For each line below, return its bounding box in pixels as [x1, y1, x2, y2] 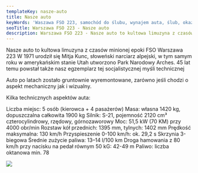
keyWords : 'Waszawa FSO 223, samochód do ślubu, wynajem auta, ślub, [6, 19, 181, 25]
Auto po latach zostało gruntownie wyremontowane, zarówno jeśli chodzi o [6, 77, 189, 84]
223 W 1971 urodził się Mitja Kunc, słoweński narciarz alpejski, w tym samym [6, 53, 192, 60]
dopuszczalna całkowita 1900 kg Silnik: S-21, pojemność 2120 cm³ [6, 112, 167, 119]
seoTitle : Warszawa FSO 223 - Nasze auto [6, 25, 110, 31]
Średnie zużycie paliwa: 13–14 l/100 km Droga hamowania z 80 [28, 137, 181, 144]
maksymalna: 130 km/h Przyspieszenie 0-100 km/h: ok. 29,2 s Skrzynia [6, 130, 179, 138]
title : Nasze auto [6, 14, 51, 20]
